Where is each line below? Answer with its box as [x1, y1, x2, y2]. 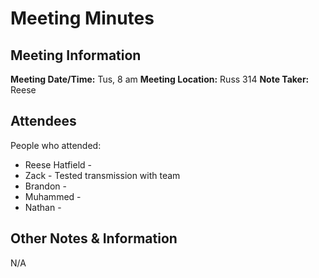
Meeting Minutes [10, 7, 155, 30]
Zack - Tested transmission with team [24, 169, 181, 181]
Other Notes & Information [10, 230, 178, 247]
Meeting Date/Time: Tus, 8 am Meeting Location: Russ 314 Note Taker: [10, 73, 310, 85]
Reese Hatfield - [24, 158, 92, 171]
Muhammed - [24, 190, 82, 202]
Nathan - [24, 201, 62, 213]
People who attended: [10, 139, 102, 151]
